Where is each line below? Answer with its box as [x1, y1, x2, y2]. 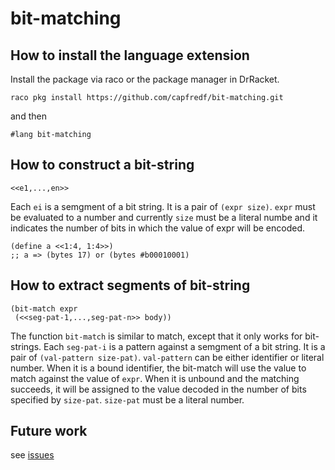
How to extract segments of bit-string [10, 277, 251, 294]
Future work [10, 423, 88, 440]
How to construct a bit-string [10, 157, 195, 174]
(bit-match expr [10, 303, 78, 314]
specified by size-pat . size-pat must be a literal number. [10, 393, 245, 406]
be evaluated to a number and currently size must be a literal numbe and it [10, 211, 318, 223]
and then [10, 110, 47, 122]
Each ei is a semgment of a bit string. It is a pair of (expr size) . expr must [10, 200, 316, 212]
